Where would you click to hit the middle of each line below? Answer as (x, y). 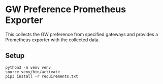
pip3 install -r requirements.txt (42, 76)
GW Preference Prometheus (66, 9)
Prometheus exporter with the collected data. (53, 40)
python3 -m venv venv (28, 67)
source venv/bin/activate (32, 72)
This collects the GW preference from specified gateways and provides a (82, 34)
